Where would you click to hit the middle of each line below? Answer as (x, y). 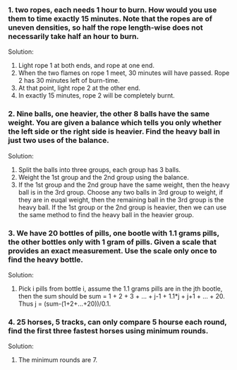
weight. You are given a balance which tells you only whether (115, 123)
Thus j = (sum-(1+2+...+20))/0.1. (65, 303)
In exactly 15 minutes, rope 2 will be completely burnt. (96, 96)
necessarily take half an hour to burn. (74, 36)
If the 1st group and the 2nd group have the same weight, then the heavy (124, 185)
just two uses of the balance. (59, 141)
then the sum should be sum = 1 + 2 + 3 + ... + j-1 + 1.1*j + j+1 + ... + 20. (121, 296)
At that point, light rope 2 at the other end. (79, 88)
